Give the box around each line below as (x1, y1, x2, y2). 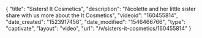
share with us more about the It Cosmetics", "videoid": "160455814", (6, 12, 178, 19)
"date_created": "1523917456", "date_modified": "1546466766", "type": (6, 18, 186, 25)
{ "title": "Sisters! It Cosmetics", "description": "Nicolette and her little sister (6, 6, 196, 12)
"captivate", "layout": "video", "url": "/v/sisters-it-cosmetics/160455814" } (6, 25, 192, 32)
